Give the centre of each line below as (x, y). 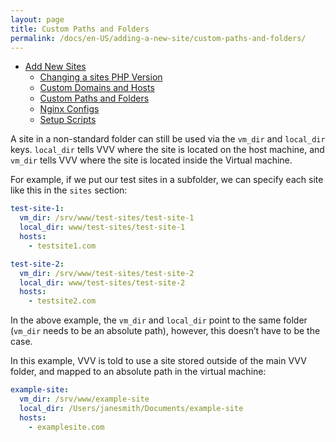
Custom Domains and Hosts (97, 88)
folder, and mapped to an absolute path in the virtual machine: (138, 372)
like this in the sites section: (69, 190)
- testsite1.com (62, 246)
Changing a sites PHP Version (101, 77)
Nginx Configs (69, 109)
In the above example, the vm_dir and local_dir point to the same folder (159, 320)
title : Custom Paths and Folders (80, 29)
